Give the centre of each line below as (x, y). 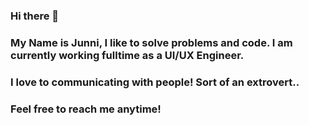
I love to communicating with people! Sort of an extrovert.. (155, 82)
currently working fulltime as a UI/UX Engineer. (127, 55)
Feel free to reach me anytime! (86, 109)
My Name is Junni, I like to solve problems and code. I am (151, 42)
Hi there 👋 (35, 16)
